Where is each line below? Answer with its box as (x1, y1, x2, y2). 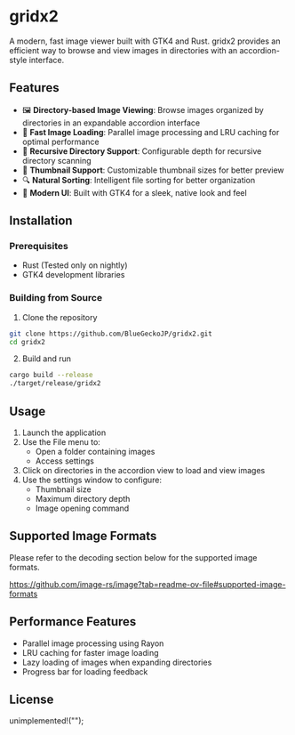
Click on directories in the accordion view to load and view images (21, 465, 266, 476)
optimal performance (21, 136, 100, 147)
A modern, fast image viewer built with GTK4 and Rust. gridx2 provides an (9, 36, 281, 46)
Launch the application (21, 427, 107, 438)
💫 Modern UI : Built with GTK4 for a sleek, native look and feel (21, 187, 247, 198)
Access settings (35, 456, 95, 466)
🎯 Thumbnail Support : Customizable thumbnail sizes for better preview (21, 165, 284, 175)
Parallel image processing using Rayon (21, 638, 164, 649)
